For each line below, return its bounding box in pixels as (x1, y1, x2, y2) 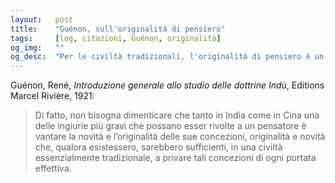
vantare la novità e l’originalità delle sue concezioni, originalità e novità (34, 131, 326, 143)
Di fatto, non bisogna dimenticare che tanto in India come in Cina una (34, 109, 320, 121)
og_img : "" (10, 42, 65, 53)
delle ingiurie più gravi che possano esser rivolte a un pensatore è (34, 120, 307, 132)
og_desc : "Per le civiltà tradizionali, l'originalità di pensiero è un (10, 52, 325, 62)
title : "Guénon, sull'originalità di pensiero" (10, 24, 226, 34)
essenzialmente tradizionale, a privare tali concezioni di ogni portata (34, 152, 317, 164)
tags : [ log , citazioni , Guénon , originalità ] (10, 33, 222, 43)
